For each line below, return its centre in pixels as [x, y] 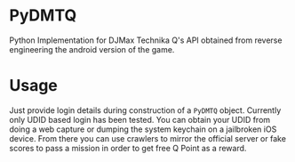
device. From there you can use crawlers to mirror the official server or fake [148, 138]
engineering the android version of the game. [92, 49]
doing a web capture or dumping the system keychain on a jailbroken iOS [143, 129]
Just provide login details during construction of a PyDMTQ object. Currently [145, 110]
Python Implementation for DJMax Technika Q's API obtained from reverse [146, 40]
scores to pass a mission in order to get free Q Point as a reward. [128, 148]
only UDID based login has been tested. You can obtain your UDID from [140, 119]
